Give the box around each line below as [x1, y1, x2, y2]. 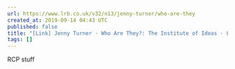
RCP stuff [7, 55, 35, 63]
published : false [7, 23, 58, 30]
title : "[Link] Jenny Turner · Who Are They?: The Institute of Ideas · [7, 29, 224, 37]
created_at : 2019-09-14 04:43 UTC [7, 17, 108, 24]
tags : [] [7, 36, 33, 43]
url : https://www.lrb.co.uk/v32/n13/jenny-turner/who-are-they [7, 10, 196, 17]
